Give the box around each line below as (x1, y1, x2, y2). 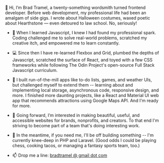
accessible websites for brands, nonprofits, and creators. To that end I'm (12, 117, 159, 123)
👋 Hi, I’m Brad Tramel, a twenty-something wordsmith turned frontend (5, 5, 146, 10)
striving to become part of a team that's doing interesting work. (12, 123, 140, 128)
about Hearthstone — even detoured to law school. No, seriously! (5, 20, 137, 26)
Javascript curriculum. (12, 68, 58, 73)
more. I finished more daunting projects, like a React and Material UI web (12, 93, 159, 98)
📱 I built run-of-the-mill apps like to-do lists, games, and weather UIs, (12, 77, 152, 83)
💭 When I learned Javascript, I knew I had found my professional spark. (12, 30, 157, 35)
